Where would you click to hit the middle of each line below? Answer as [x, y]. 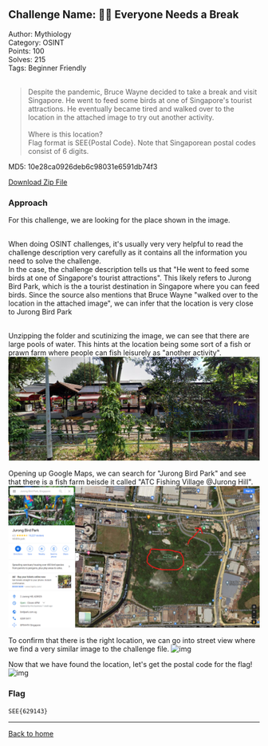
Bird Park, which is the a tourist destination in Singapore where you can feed [134, 286]
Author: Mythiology [40, 34]
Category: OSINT [37, 42]
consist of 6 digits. [58, 151]
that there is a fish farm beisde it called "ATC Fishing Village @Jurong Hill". [131, 482]
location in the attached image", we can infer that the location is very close [131, 303]
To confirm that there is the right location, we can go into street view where [132, 640]
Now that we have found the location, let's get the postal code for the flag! [130, 664]
